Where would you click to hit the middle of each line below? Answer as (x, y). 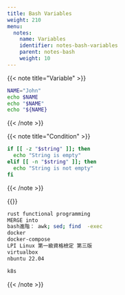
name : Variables (43, 39)
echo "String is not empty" (54, 168)
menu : (15, 26)
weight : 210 (24, 20)
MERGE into (23, 220)
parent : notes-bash (47, 52)
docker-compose (29, 240)
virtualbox (23, 252)
